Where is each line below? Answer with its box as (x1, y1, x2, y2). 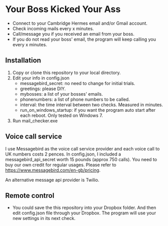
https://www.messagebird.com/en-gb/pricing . (5, 167, 101, 173)
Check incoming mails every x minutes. (12, 25, 94, 31)
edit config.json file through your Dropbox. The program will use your (12, 210, 156, 216)
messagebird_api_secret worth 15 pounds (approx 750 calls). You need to (5, 156, 157, 162)
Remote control (5, 191, 54, 200)
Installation (5, 56, 41, 65)
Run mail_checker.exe (12, 117, 58, 124)
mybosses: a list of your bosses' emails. (20, 91, 103, 97)
